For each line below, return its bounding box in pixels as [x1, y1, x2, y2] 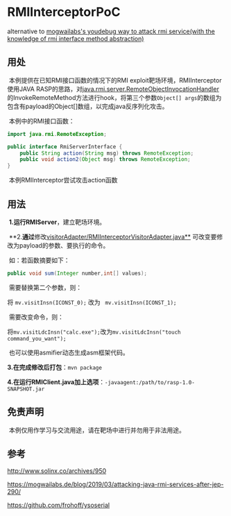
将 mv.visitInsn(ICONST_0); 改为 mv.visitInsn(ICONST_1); [7, 298, 177, 306]
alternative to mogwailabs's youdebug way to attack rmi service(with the [7, 27, 215, 35]
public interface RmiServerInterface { [7, 143, 123, 150]
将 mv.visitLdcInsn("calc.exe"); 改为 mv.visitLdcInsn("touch [7, 327, 181, 336]
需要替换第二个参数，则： [8, 283, 82, 291]
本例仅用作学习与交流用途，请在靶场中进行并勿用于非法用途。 [8, 426, 185, 434]
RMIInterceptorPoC [7, 4, 121, 20]
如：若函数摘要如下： [8, 256, 70, 264]
